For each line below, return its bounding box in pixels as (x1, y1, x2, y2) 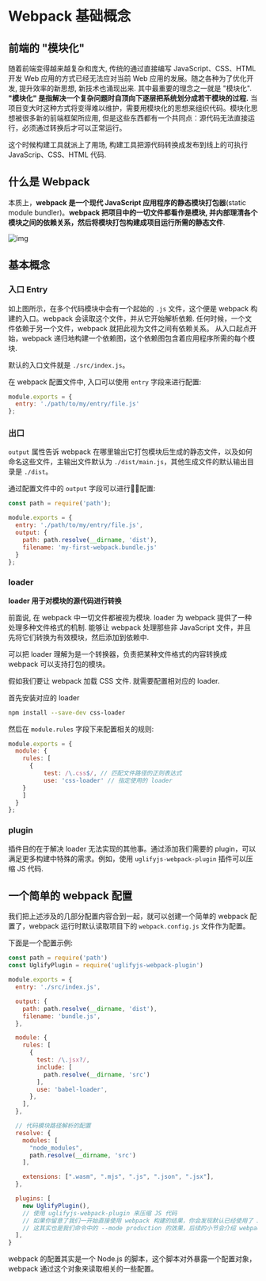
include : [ (36, 1063, 73, 1071)
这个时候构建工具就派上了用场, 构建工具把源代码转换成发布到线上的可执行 (8, 140, 248, 149)
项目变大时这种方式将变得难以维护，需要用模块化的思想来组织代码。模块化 (8, 104, 251, 112)
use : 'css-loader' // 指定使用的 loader (43, 776, 173, 784)
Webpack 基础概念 (8, 7, 131, 25)
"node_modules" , (28, 1144, 83, 1152)
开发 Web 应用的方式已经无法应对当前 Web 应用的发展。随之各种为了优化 (8, 74, 247, 83)
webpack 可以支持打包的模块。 (8, 659, 110, 669)
